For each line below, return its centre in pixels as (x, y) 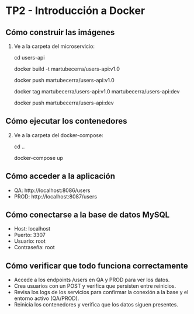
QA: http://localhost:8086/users (52, 190)
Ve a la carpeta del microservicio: (54, 46)
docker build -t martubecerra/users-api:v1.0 (67, 69)
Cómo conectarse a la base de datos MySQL (88, 215)
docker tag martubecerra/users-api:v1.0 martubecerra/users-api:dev (97, 91)
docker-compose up (39, 158)
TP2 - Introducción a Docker (75, 11)
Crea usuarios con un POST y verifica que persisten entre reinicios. (95, 286)
